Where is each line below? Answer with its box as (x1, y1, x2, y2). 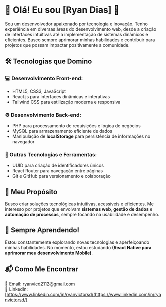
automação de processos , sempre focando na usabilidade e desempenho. (5, 212, 160, 218)
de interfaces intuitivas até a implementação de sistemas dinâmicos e (5, 31, 148, 37)
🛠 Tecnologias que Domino (5, 57, 92, 66)
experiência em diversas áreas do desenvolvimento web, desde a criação (5, 26, 156, 32)
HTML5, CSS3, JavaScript (12, 88, 66, 94)
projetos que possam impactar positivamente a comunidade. (5, 42, 130, 48)
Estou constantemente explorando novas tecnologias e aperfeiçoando (5, 239, 150, 245)
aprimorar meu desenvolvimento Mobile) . (5, 250, 93, 256)
